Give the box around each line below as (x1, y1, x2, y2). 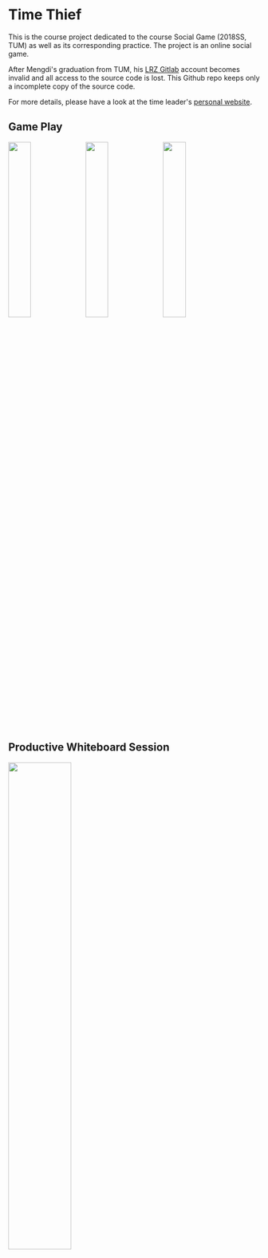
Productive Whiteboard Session (8, 741, 170, 754)
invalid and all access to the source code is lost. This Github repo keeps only (8, 73, 261, 82)
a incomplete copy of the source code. (8, 82, 136, 91)
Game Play (8, 120, 63, 133)
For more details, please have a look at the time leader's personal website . (8, 97, 253, 106)
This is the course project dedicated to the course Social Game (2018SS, (8, 32, 247, 42)
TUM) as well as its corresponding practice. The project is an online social (8, 40, 252, 50)
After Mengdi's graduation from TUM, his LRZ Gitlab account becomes (8, 64, 241, 74)
